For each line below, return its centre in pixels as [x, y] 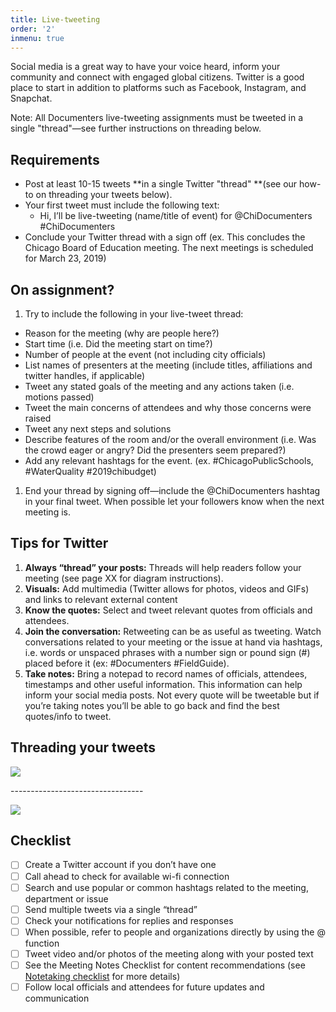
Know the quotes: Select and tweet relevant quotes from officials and [168, 610]
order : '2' [33, 29]
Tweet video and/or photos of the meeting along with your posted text [169, 953]
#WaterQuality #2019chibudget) [90, 471]
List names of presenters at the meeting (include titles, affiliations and [168, 365]
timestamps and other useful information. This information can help [163, 684]
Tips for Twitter [59, 543]
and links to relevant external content [101, 599]
